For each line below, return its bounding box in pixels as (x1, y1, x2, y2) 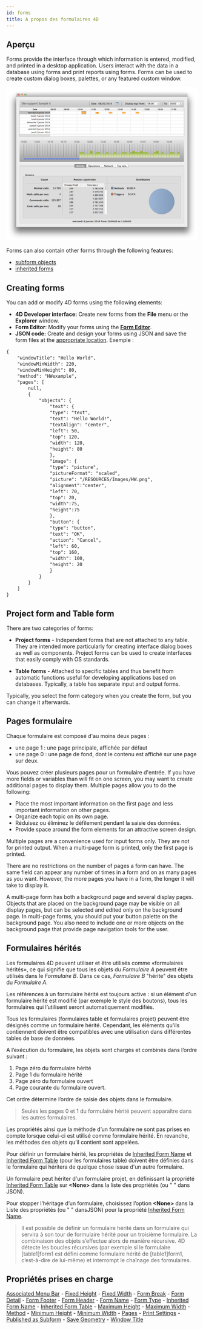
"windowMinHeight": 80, (17, 367, 78, 374)
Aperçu (6, 39, 35, 50)
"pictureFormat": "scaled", (49, 471, 121, 477)
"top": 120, (49, 434, 80, 440)
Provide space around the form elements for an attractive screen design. (15, 825, 197, 833)
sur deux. (15, 757, 39, 764)
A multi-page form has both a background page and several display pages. (6, 893, 194, 900)
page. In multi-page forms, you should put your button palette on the (6, 912, 178, 920)
